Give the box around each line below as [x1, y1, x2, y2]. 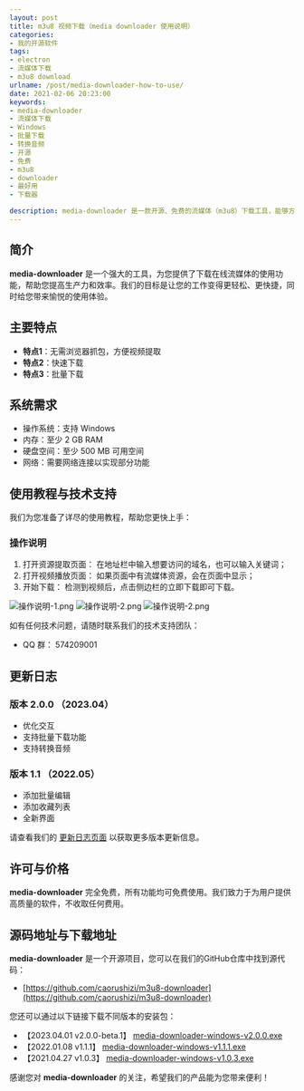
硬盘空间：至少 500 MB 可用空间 [22, 446, 145, 457]
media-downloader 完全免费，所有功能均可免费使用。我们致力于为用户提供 [9, 887, 291, 898]
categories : [9, 30, 54, 39]
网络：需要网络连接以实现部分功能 [22, 457, 150, 468]
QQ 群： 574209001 [22, 640, 98, 651]
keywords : [9, 97, 47, 107]
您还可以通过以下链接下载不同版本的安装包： [9, 1011, 176, 1022]
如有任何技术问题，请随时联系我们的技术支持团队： [9, 620, 200, 631]
